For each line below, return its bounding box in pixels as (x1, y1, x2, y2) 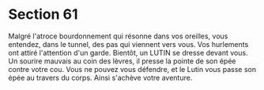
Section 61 (8, 5, 78, 23)
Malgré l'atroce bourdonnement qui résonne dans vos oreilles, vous (8, 31, 228, 41)
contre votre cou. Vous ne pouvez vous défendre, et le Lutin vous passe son (8, 64, 257, 74)
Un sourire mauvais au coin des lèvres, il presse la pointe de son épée (8, 56, 236, 66)
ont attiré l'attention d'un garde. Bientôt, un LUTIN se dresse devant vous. (8, 48, 248, 57)
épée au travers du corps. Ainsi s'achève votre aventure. (8, 73, 193, 82)
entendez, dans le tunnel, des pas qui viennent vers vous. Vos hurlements (8, 39, 249, 49)
